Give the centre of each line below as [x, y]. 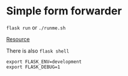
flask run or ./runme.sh [36, 28]
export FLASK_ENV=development [44, 62]
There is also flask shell [38, 51]
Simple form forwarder [64, 11]
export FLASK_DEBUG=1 [33, 67]
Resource [18, 39]
